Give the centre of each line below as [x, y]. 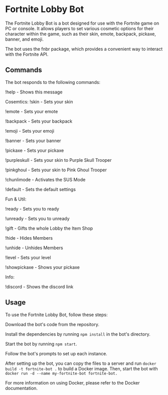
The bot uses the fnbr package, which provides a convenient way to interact [84, 49]
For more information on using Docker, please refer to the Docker [72, 382]
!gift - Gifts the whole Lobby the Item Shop [49, 228]
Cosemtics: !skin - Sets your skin [39, 102]
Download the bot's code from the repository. [52, 324]
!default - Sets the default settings [41, 189]
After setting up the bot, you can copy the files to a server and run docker [81, 363]
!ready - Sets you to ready [32, 209]
